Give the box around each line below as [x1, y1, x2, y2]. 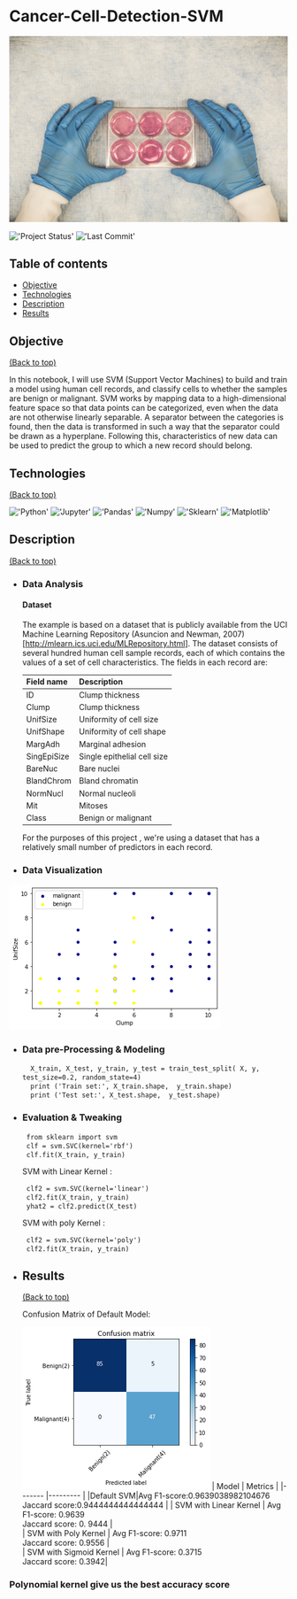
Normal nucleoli [79, 788, 137, 799]
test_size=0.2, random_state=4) [21, 1073, 141, 1082]
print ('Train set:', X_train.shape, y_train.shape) [30, 1082, 232, 1091]
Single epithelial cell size [79, 751, 168, 761]
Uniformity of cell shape [79, 726, 166, 737]
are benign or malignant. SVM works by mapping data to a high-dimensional [9, 393, 286, 404]
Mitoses [79, 799, 109, 811]
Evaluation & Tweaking [21, 1111, 122, 1124]
